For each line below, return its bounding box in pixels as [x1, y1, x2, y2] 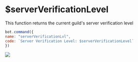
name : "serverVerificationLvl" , [5, 34, 71, 39]
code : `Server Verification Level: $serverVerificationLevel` [5, 39, 134, 43]
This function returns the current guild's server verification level [5, 20, 134, 26]
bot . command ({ [5, 29, 34, 34]
